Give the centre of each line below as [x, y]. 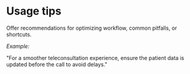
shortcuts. [19, 34]
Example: [18, 46]
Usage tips [34, 11]
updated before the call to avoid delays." [57, 64]
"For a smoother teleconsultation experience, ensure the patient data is [95, 58]
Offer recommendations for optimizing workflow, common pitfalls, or [92, 28]
